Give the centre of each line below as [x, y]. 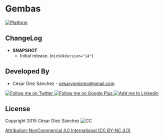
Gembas [23, 9]
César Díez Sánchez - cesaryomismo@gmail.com [63, 83]
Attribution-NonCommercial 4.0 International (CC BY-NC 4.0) [68, 130]
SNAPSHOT [25, 50]
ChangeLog [24, 38]
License [18, 109]
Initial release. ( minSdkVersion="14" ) [56, 55]
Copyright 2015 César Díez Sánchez [42, 121]
